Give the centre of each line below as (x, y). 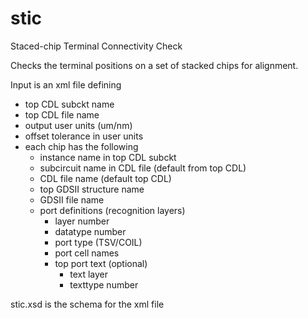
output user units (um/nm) (78, 125)
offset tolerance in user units (84, 136)
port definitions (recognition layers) (112, 210)
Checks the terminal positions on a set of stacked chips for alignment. (154, 65)
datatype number (90, 231)
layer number (82, 221)
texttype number (104, 284)
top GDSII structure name (92, 189)
